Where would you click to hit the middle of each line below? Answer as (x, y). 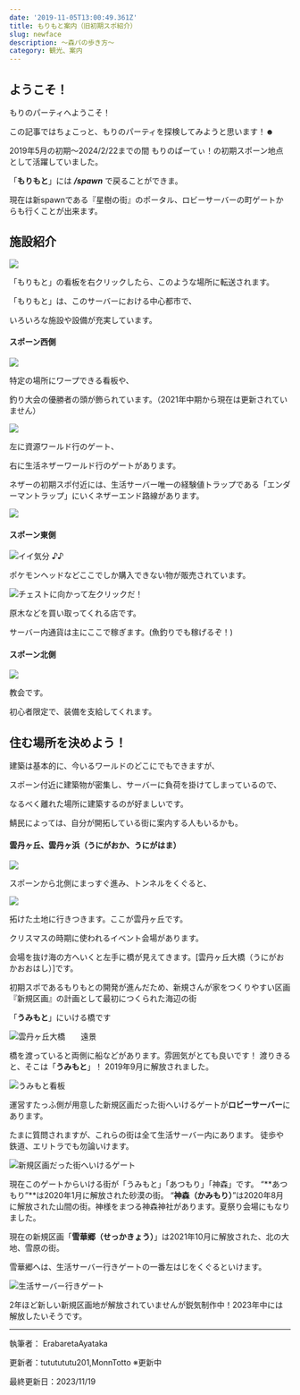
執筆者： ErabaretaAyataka (59, 1344)
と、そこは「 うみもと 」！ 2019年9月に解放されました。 (112, 1067)
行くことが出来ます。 (63, 210)
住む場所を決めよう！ (68, 742)
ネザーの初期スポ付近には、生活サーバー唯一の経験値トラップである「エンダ (150, 484)
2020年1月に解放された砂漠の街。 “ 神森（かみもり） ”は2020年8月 (164, 1195)
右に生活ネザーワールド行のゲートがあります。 (95, 465)
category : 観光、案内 (46, 51)
